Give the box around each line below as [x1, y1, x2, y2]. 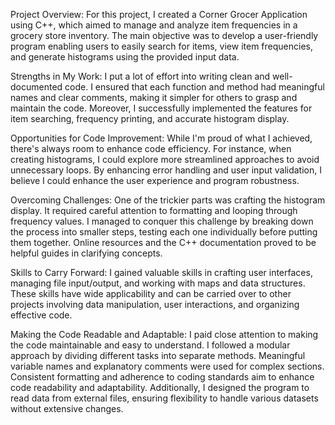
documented [10, 81, 63, 93]
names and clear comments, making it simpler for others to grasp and [10, 92, 298, 103]
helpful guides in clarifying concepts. [10, 247, 163, 259]
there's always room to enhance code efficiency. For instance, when [10, 143, 292, 154]
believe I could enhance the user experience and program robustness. [10, 175, 300, 186]
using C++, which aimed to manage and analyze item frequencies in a [10, 19, 298, 31]
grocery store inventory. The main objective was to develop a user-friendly [10, 30, 319, 41]
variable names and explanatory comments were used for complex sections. [10, 360, 325, 372]
